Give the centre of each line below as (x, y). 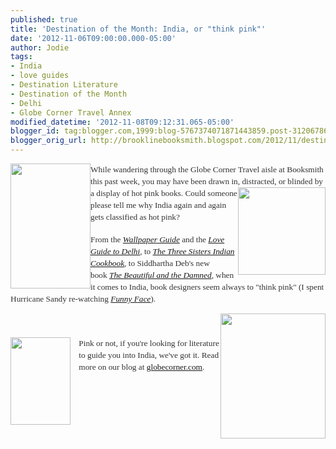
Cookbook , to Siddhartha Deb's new (150, 263)
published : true (44, 19)
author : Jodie (40, 47)
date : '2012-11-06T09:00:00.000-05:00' (93, 38)
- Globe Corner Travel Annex (71, 112)
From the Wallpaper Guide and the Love (157, 239)
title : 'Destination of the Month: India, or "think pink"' (138, 29)
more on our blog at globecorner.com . (141, 367)
